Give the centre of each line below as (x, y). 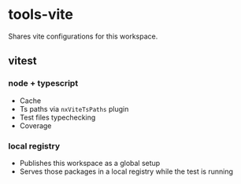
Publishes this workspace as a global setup (90, 163)
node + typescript (43, 83)
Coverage (35, 125)
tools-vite (41, 15)
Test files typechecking (57, 117)
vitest (22, 61)
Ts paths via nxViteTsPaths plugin (74, 109)
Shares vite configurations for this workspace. (83, 36)
